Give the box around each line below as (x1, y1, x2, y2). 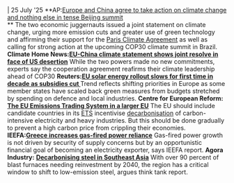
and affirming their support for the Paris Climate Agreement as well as (7, 35, 208, 44)
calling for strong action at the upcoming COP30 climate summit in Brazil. (7, 43, 218, 51)
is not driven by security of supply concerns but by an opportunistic (7, 139, 202, 146)
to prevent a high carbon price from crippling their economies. (7, 124, 186, 132)
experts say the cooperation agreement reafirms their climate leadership (7, 65, 215, 73)
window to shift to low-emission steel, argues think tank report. (7, 168, 188, 176)
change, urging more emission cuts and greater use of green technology (7, 28, 216, 36)
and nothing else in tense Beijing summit (7, 13, 123, 21)
